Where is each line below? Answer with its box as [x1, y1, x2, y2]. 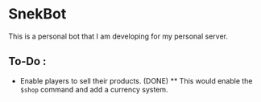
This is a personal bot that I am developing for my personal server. [8, 31, 228, 41]
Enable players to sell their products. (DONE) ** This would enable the [19, 75, 253, 85]
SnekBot [8, 5, 67, 23]
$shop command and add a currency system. [19, 84, 168, 94]
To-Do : [8, 55, 47, 68]
